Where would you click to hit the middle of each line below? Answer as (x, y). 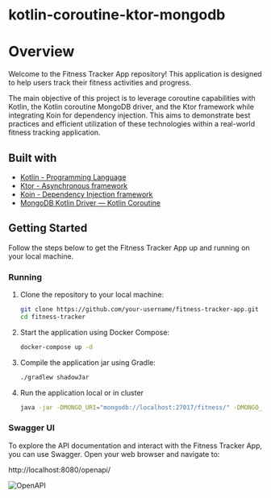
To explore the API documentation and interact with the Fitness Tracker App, (135, 446)
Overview (42, 52)
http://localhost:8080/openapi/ (60, 470)
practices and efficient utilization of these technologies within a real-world (132, 124)
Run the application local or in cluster (81, 392)
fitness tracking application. (54, 133)
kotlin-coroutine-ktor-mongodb (117, 15)
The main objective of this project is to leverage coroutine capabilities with (132, 98)
